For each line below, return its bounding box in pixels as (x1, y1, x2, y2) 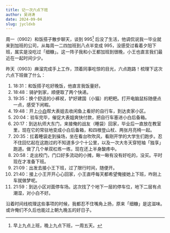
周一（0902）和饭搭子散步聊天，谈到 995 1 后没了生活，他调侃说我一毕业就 (6, 35, 162, 42)
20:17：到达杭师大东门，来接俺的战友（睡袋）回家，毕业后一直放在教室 (13, 121, 161, 127)
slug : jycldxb (6, 21, 36, 27)
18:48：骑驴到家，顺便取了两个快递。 (13, 89, 91, 95)
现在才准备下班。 (13, 158, 49, 164)
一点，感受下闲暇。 (13, 101, 53, 107)
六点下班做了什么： (6, 72, 46, 78)
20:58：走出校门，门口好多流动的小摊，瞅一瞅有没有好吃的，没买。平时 (13, 152, 163, 158)
